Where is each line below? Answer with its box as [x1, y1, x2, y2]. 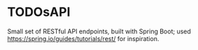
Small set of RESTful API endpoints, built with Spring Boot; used [7, 27, 191, 35]
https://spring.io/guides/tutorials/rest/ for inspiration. [7, 34, 160, 42]
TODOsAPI [7, 4, 71, 20]
